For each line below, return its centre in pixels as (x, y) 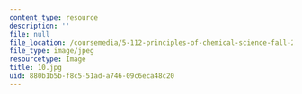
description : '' (40, 26)
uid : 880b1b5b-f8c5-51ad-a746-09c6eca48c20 (92, 76)
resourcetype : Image (48, 59)
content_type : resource (54, 17)
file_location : (38, 43)
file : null (30, 34)
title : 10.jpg (36, 68)
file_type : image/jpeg (52, 51)
